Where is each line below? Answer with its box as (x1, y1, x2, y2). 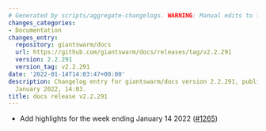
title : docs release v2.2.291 (8, 92, 108, 100)
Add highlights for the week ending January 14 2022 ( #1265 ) (19, 114, 218, 123)
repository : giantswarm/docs (15, 41, 112, 49)
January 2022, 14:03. (15, 84, 87, 93)
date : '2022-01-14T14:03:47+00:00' (8, 70, 126, 78)
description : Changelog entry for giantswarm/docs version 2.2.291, (8, 77, 239, 85)
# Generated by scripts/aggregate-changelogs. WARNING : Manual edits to (8, 11, 253, 20)
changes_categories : (8, 19, 77, 27)
